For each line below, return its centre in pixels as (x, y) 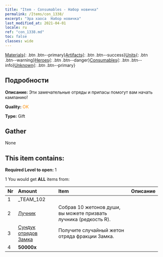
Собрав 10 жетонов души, (89, 208)
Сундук (26, 227)
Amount (27, 191)
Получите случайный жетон (91, 230)
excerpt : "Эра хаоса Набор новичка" (43, 18)
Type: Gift (15, 116)
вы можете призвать (83, 213)
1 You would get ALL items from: (37, 179)
